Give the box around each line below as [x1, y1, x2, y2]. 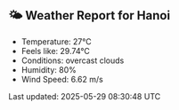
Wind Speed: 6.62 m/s [20, 74, 103, 84]
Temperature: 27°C [20, 35, 92, 47]
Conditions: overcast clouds [20, 55, 125, 66]
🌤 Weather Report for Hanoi [8, 8, 171, 23]
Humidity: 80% [20, 64, 77, 75]
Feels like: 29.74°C [20, 45, 90, 56]
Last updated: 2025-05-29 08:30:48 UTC [8, 90, 161, 101]
